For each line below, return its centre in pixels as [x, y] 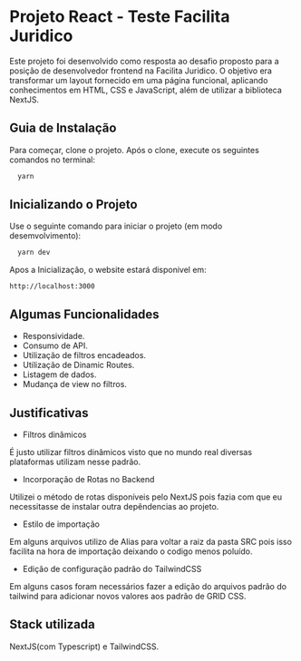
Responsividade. [53, 336]
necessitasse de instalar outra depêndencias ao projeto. [114, 506]
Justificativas [49, 413]
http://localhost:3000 [52, 287]
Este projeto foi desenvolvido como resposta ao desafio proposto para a [144, 61]
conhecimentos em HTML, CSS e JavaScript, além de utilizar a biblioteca [146, 90]
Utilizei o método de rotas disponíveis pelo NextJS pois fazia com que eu [146, 497]
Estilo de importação [61, 524]
